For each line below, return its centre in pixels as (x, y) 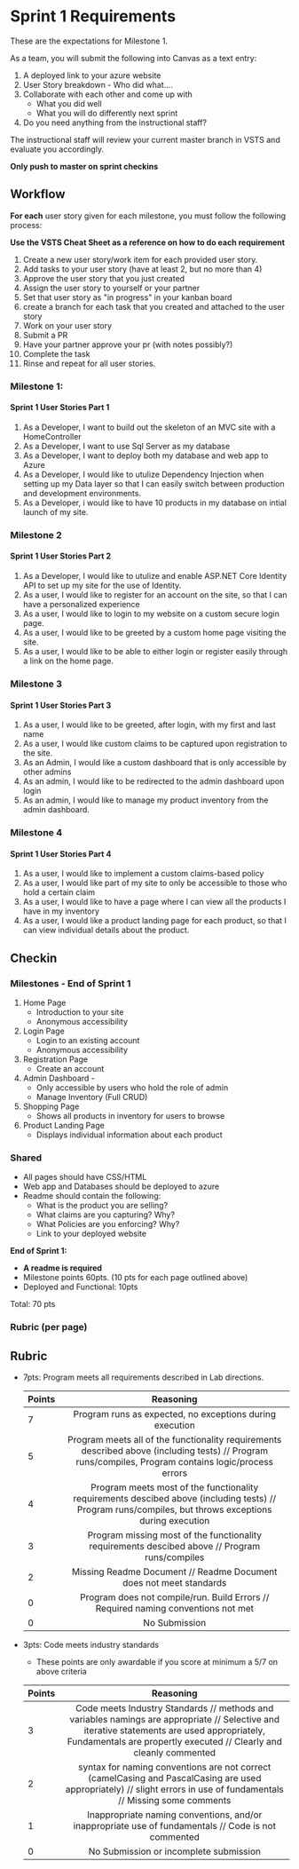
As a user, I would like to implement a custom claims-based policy (143, 874)
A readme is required (63, 1268)
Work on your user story (67, 325)
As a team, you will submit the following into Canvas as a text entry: (134, 58)
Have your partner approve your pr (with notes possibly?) (128, 344)
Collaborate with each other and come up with (108, 94)
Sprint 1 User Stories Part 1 (60, 408)
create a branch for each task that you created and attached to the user (153, 306)
